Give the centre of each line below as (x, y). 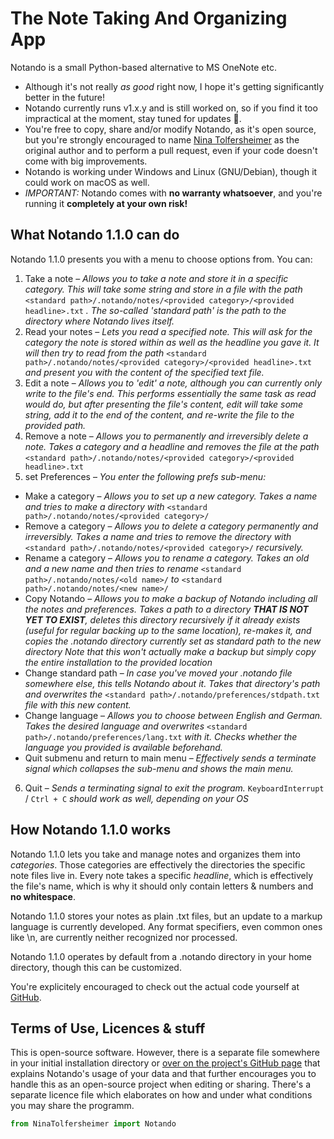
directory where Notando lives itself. (99, 321)
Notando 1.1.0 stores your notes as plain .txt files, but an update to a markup (166, 916)
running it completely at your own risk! (106, 203)
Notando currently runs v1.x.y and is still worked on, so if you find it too (171, 108)
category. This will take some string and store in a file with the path (163, 289)
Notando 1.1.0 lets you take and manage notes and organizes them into (155, 854)
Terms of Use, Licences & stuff (108, 1028)
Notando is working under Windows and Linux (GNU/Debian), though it (171, 171)
